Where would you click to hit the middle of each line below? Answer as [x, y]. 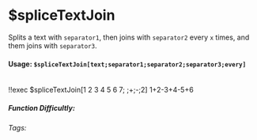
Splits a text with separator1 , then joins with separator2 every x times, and [129, 37]
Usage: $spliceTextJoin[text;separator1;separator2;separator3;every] [127, 64]
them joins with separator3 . [53, 45]
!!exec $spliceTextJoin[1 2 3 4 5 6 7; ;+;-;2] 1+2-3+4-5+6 [101, 90]
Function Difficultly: [42, 108]
